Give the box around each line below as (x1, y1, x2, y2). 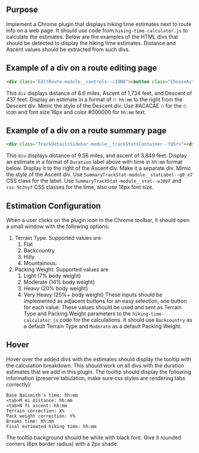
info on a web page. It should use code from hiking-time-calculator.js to (6, 27, 188, 34)
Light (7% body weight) (23, 273, 81, 279)
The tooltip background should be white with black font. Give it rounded (6, 433, 182, 441)
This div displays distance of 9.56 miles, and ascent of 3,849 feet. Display (6, 152, 187, 159)
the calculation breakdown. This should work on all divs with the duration (6, 362, 185, 369)
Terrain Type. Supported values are (14, 235, 102, 241)
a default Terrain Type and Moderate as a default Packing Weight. (23, 323, 182, 330)
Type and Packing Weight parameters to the (23, 310, 131, 317)
